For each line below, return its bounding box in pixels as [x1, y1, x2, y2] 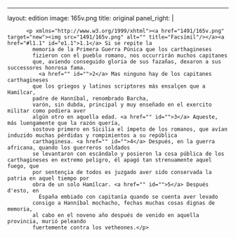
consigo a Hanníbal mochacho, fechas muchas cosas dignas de [32, 199, 216, 206]
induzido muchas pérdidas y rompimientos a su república [7, 132, 178, 139]
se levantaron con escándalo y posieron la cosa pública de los [32, 150, 225, 157]
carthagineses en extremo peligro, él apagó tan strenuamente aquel [7, 157, 212, 164]
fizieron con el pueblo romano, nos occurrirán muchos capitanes [32, 52, 228, 59]
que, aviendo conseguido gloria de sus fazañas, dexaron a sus [32, 58, 221, 65]
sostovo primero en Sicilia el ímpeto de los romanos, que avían [32, 126, 228, 133]
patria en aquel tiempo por [7, 175, 90, 182]
